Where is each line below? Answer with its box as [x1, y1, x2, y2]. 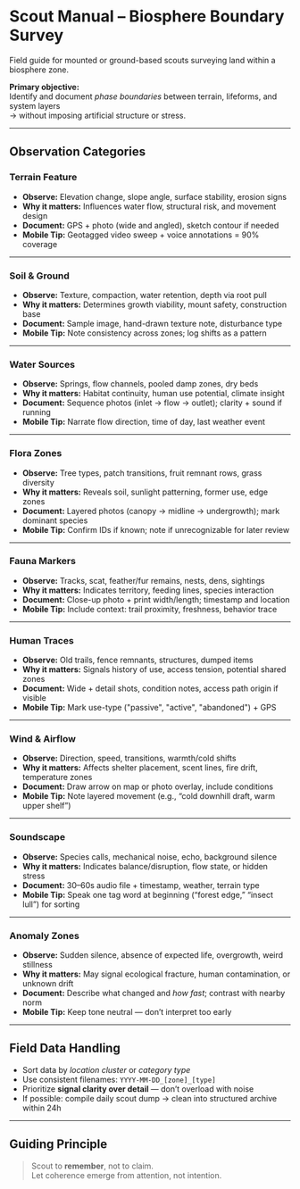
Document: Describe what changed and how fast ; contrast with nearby [21, 988, 286, 998]
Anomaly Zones [9, 929, 80, 942]
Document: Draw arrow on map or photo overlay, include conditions [21, 781, 274, 792]
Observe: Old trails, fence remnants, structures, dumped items [21, 654, 254, 666]
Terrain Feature [9, 171, 78, 184]
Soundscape [9, 831, 65, 844]
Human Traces [9, 634, 74, 646]
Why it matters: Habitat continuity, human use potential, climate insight [21, 388, 286, 399]
